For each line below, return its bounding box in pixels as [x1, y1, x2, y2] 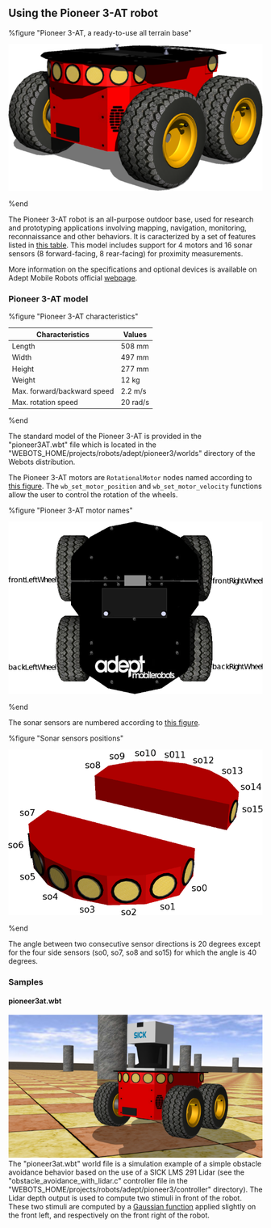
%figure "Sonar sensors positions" [8, 733, 124, 743]
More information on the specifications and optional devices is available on [8, 264, 257, 274]
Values [123, 329, 148, 339]
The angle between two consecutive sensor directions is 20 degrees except [8, 939, 261, 948]
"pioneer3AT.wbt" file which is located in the [8, 440, 157, 449]
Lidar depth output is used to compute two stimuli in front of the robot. [8, 1193, 242, 1203]
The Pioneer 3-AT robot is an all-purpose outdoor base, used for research [8, 214, 254, 224]
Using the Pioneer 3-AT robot [8, 6, 159, 20]
